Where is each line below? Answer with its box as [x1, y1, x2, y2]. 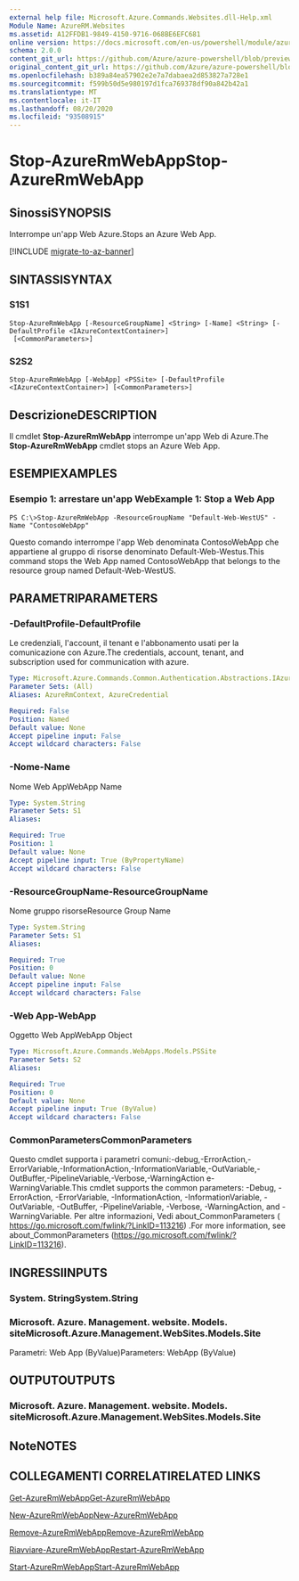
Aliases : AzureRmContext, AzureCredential [9, 691, 169, 700]
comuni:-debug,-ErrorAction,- [141, 1154, 252, 1165]
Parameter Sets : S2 [9, 1055, 82, 1065]
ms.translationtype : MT [9, 87, 98, 96]
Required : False [9, 706, 69, 716]
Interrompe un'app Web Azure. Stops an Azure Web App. [9, 229, 217, 240]
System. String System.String [9, 1291, 139, 1304]
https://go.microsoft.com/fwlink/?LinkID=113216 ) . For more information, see [9, 1220, 287, 1231]
